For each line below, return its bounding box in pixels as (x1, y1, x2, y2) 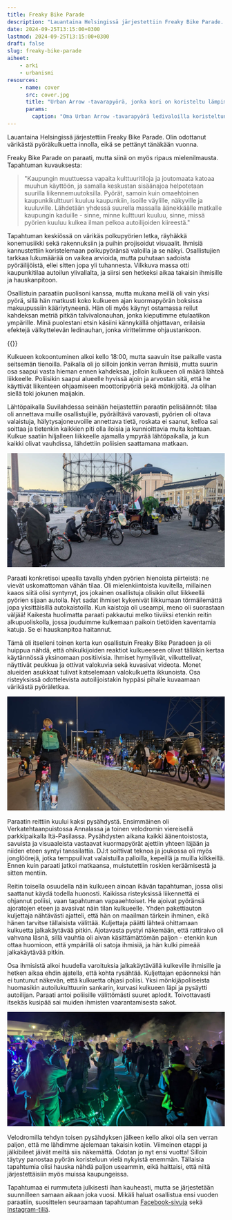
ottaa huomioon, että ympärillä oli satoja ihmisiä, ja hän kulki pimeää (7, 941, 200, 949)
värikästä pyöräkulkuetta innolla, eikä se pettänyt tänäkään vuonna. (7, 140, 199, 148)
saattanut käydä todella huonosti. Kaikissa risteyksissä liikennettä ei (7, 889, 200, 898)
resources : (7, 77, 39, 84)
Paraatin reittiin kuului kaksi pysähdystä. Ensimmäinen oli (7, 817, 170, 826)
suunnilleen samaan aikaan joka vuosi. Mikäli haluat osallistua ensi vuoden (7, 1190, 219, 1199)
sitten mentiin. (7, 869, 48, 877)
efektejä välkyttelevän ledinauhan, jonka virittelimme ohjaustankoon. (7, 325, 202, 334)
